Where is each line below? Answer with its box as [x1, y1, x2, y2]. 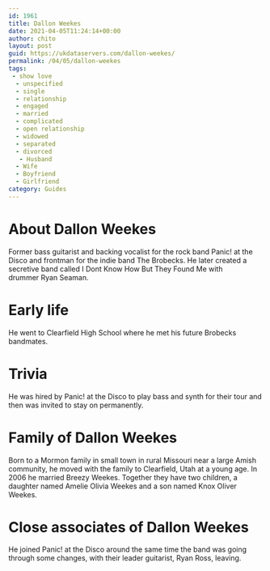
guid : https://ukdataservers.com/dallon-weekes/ [8, 49, 175, 58]
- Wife [15, 163, 38, 171]
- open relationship [15, 125, 85, 133]
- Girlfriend [15, 177, 60, 186]
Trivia [8, 364, 48, 383]
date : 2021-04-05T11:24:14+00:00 [8, 27, 121, 35]
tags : [8, 65, 27, 73]
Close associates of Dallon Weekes [8, 518, 249, 536]
